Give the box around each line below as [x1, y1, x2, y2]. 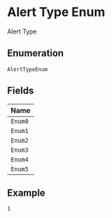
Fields [7, 85, 35, 97]
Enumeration [7, 47, 64, 59]
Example [7, 187, 46, 198]
